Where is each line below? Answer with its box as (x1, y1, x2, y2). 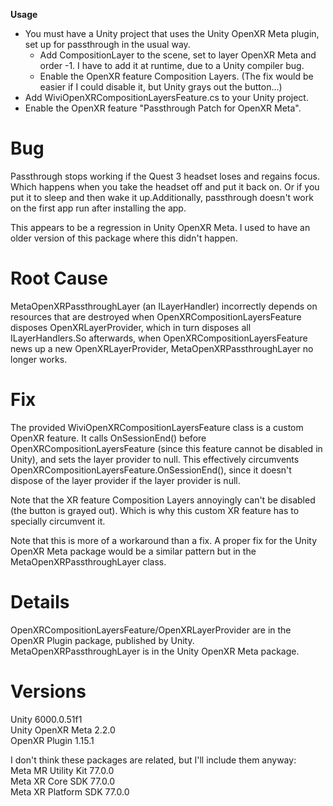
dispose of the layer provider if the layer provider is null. (10, 474, 241, 486)
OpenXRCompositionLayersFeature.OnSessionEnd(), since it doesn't (10, 464, 292, 476)
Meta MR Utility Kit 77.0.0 (10, 764, 115, 776)
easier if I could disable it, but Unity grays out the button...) (39, 81, 283, 93)
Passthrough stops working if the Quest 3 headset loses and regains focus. (10, 170, 321, 182)
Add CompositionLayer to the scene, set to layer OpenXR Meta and (39, 49, 317, 61)
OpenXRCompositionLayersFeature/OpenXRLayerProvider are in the (10, 624, 292, 636)
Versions (10, 680, 87, 703)
